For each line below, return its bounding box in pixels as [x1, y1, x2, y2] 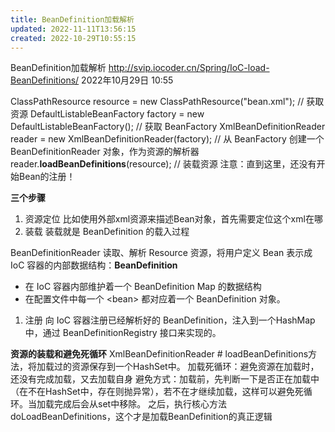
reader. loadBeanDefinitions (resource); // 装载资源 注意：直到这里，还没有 [10, 158, 317, 170]
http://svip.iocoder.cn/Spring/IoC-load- [108, 62, 270, 74]
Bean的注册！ [18, 171, 76, 183]
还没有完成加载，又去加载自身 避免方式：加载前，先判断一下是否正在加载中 [10, 373, 320, 385]
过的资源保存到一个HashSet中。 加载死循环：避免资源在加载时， [53, 361, 320, 373]
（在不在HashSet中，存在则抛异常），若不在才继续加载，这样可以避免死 [10, 386, 304, 398]
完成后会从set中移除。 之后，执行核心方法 [53, 398, 228, 410]
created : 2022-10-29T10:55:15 [10, 33, 137, 43]
